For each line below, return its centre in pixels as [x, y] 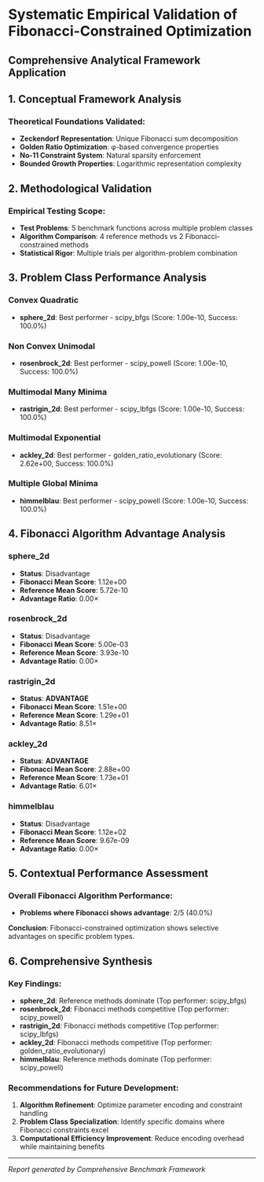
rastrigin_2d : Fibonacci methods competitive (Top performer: [119, 1026]
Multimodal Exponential [54, 438]
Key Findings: [35, 983]
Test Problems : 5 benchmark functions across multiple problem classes [136, 228]
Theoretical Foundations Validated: [77, 121]
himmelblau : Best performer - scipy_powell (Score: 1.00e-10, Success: [134, 500]
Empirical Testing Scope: [57, 211]
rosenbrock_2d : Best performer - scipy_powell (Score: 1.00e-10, [124, 363]
